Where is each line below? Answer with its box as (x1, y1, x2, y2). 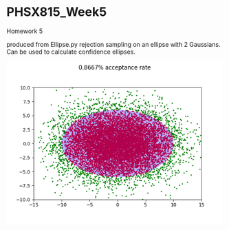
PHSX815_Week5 (6, 4, 107, 20)
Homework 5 (6, 27, 43, 35)
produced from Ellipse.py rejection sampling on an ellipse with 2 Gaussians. (6, 40, 221, 48)
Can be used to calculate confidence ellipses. (6, 48, 135, 56)
